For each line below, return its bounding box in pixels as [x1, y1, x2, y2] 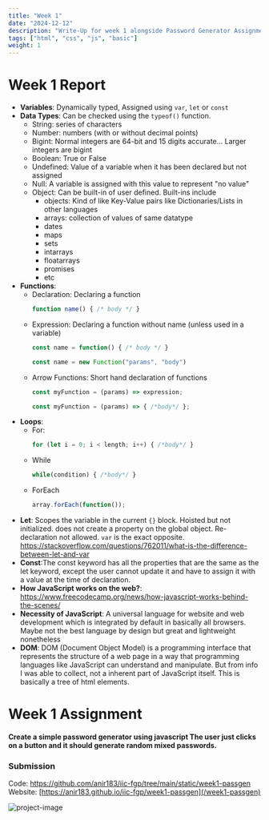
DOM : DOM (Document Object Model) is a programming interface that [19, 643, 251, 653]
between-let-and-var [19, 549, 90, 559]
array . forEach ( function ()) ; [31, 501, 126, 509]
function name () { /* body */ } [31, 305, 140, 313]
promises [43, 264, 74, 274]
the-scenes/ [19, 601, 61, 610]
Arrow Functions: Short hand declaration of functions [31, 372, 208, 382]
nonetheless [19, 634, 62, 645]
